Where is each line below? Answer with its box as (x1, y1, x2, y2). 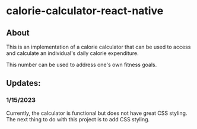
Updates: (6, 78, 41, 88)
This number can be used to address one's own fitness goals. (6, 61, 157, 68)
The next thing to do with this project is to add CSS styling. (6, 115, 150, 122)
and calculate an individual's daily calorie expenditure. (6, 50, 139, 57)
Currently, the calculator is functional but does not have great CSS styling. (6, 109, 188, 117)
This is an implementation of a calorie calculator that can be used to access (6, 43, 191, 50)
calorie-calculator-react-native (6, 4, 164, 18)
